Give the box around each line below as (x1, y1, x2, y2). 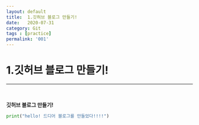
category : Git (6, 25, 41, 31)
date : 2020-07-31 (6, 20, 54, 25)
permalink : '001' (6, 36, 49, 42)
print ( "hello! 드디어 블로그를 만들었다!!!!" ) (6, 113, 110, 119)
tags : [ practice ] (6, 31, 52, 37)
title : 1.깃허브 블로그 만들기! (6, 14, 78, 20)
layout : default (6, 8, 46, 15)
